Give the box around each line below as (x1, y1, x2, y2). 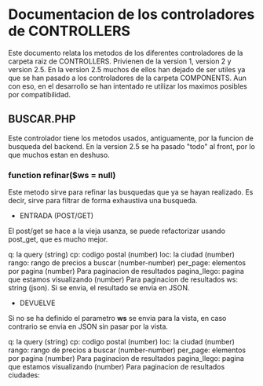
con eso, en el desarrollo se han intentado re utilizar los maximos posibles (8, 81, 247, 91)
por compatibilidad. (8, 89, 71, 99)
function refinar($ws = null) (8, 169, 116, 180)
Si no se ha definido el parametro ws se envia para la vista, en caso (8, 314, 227, 323)
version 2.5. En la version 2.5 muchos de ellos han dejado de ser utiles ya (8, 64, 246, 74)
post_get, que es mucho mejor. (8, 235, 108, 244)
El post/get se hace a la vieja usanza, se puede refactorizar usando (8, 226, 226, 236)
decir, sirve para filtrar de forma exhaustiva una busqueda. (8, 196, 198, 206)
